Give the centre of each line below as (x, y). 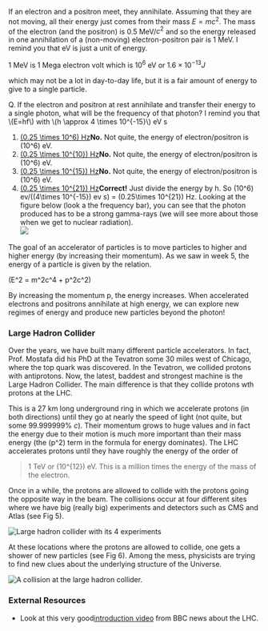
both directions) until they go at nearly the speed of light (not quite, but (125, 417)
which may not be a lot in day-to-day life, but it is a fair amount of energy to (133, 80)
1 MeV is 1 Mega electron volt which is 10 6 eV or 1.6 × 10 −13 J (107, 64)
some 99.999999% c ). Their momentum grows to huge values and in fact (129, 426)
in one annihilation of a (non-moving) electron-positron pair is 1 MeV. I (123, 40)
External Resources (47, 601)
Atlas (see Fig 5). (36, 516)
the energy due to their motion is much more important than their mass (125, 434)
